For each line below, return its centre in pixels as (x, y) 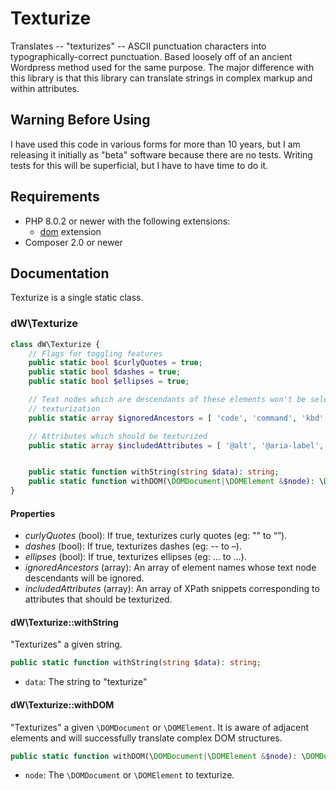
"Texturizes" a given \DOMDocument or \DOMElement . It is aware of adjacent (160, 727)
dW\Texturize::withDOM (62, 704)
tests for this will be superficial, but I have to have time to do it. (139, 165)
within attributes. (45, 88)
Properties (33, 513)
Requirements (55, 197)
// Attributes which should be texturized (118, 436)
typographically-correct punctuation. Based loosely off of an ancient (151, 56)
